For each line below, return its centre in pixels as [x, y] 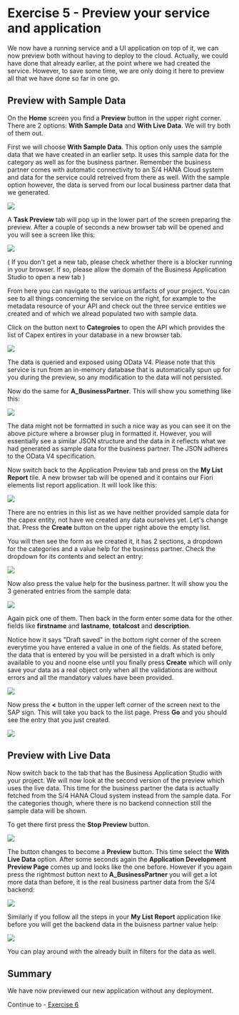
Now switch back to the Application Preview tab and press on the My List [115, 470]
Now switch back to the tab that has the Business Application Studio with [115, 773]
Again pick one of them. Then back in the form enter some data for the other [120, 618]
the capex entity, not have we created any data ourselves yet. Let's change [118, 520]
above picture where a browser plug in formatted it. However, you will [110, 433]
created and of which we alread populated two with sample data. [103, 313]
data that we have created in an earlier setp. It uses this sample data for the [118, 154]
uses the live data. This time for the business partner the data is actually [113, 788]
